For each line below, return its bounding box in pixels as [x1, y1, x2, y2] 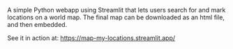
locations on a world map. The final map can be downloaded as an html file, [7, 13, 225, 21]
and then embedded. [7, 21, 68, 28]
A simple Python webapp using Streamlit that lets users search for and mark [7, 6, 226, 14]
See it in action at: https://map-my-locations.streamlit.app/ [7, 34, 176, 42]
